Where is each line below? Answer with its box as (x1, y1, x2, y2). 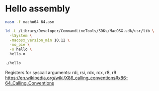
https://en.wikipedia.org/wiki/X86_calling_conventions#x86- (5, 75, 128, 81)
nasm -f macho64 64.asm (5, 19, 55, 24)
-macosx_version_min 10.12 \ (9, 38, 70, 43)
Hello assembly (5, 3, 71, 14)
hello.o (9, 52, 26, 57)
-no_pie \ (9, 42, 30, 47)
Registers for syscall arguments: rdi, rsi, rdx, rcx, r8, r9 (5, 69, 117, 75)
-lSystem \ (9, 33, 32, 38)
